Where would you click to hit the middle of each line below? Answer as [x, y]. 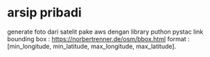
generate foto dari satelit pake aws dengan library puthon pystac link [105, 32]
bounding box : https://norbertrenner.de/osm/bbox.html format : [98, 38]
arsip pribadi [44, 13]
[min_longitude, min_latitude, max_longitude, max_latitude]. [92, 46]
